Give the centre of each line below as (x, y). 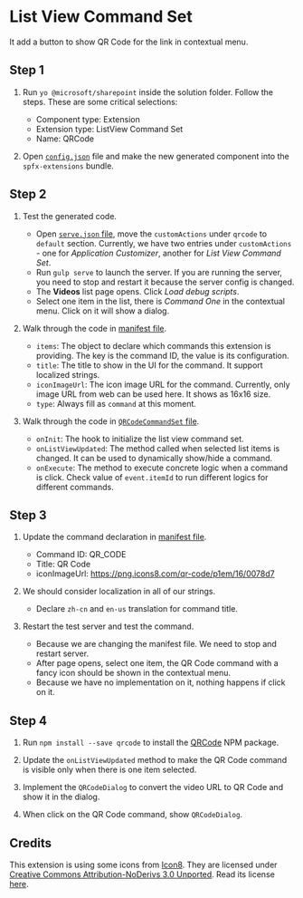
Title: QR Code (63, 565)
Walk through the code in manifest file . (95, 328)
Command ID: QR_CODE (81, 555)
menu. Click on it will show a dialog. (103, 311)
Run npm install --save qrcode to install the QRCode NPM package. (151, 743)
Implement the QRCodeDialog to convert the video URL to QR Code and (152, 787)
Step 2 (28, 194)
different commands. (75, 487)
